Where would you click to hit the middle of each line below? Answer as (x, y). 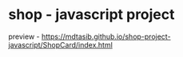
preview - (24, 36)
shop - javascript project (91, 15)
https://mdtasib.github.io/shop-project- (106, 36)
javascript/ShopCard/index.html (61, 44)
